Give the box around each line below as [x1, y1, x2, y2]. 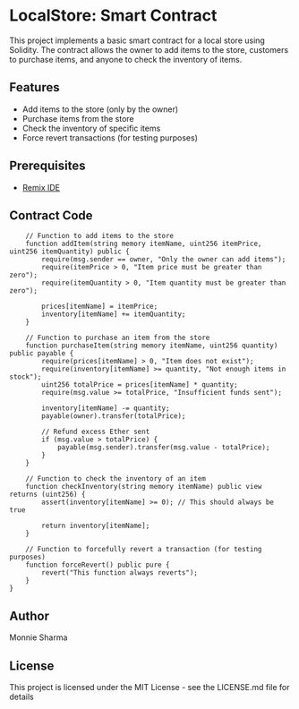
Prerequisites [9, 158, 86, 174]
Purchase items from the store [21, 113, 134, 124]
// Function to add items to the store [25, 232, 175, 241]
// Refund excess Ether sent [41, 427, 150, 437]
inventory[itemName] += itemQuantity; [41, 310, 186, 319]
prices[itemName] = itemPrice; [41, 302, 158, 312]
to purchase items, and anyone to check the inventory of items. [9, 54, 243, 64]
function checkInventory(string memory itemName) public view [25, 483, 262, 491]
